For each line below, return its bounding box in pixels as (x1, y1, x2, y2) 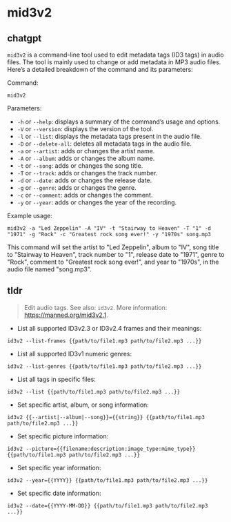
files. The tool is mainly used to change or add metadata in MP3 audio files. (7, 58, 221, 66)
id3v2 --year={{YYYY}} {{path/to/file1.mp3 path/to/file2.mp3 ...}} (7, 476, 208, 484)
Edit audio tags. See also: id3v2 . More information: (23, 303, 168, 311)
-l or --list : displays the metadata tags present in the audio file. (17, 133, 202, 140)
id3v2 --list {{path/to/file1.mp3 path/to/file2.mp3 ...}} (7, 388, 181, 395)
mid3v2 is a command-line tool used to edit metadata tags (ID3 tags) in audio (7, 50, 224, 59)
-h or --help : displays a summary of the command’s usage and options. (17, 117, 221, 126)
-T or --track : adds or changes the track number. (17, 169, 158, 177)
